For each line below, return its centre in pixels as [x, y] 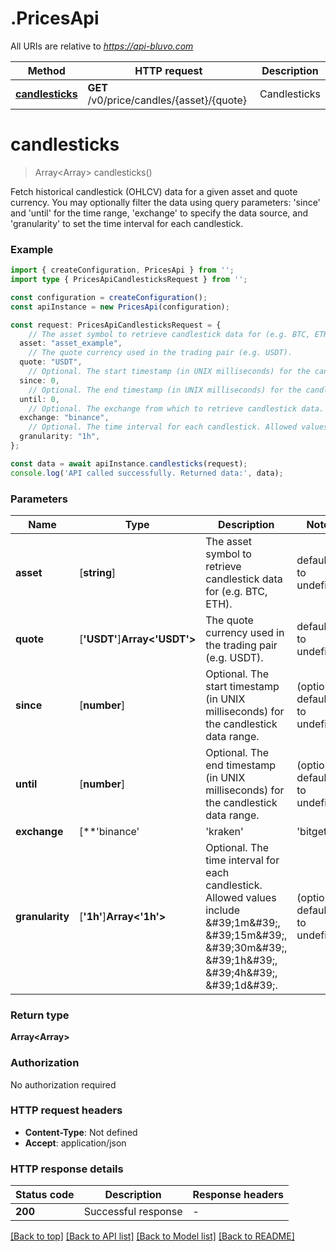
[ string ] [98, 572]
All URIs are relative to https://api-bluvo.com [102, 46]
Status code [45, 1195]
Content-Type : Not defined [81, 1132]
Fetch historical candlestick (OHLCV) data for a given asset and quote [154, 191]
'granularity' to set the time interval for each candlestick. [127, 223]
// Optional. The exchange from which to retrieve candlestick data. [176, 408]
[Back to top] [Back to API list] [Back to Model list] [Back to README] [152, 1236]
